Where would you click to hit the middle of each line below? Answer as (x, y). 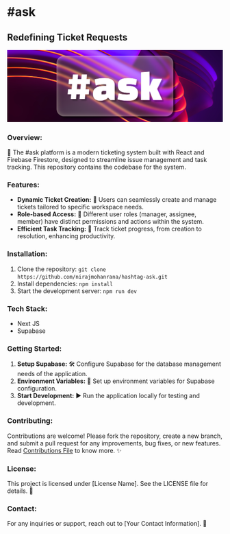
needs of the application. (52, 374)
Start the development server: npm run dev (77, 291)
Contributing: (30, 421)
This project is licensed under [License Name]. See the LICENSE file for (108, 483)
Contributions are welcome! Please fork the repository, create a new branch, (115, 436)
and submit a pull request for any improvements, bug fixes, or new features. (114, 443)
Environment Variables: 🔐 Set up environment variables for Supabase (116, 381)
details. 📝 (20, 491)
